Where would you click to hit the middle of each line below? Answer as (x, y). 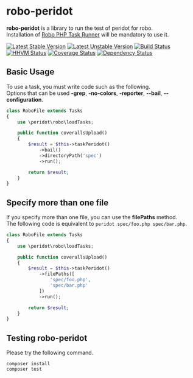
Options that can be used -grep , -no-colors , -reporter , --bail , (84, 93)
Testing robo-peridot (47, 338)
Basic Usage (30, 72)
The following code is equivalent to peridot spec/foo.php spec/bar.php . (97, 224)
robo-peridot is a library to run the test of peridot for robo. (80, 28)
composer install (28, 364)
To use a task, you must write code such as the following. (78, 86)
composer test (24, 369)
